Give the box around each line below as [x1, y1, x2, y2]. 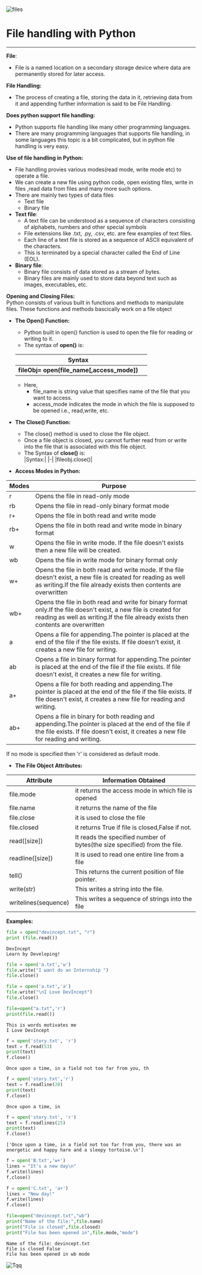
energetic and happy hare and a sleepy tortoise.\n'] [6, 1147, 144, 1153]
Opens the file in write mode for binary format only [35, 555, 178, 564]
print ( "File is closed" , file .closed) [6, 1224, 101, 1230]
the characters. [23, 242, 62, 250]
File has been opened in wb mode [6, 1251, 90, 1257]
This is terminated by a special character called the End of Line [23, 249, 180, 256]
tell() [9, 871, 23, 880]
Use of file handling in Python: [6, 154, 84, 161]
